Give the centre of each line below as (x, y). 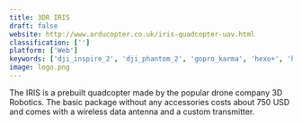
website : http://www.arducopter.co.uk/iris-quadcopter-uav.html (132, 34)
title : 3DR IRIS (40, 17)
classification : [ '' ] (50, 42)
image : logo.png (40, 68)
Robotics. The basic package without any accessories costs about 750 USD (150, 102)
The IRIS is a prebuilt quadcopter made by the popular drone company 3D (146, 92)
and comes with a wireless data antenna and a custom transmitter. (132, 112)
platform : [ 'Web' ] (44, 51)
